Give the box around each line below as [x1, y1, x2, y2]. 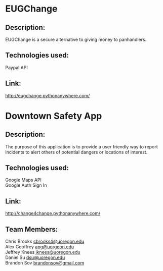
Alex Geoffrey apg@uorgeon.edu [5, 244, 74, 250]
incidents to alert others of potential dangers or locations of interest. [5, 149, 148, 155]
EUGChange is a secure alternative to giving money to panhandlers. [5, 36, 147, 42]
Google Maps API [5, 177, 42, 183]
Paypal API [5, 64, 28, 71]
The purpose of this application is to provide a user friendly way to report [5, 143, 158, 149]
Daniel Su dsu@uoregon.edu [5, 254, 65, 260]
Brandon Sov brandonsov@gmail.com [5, 260, 85, 266]
